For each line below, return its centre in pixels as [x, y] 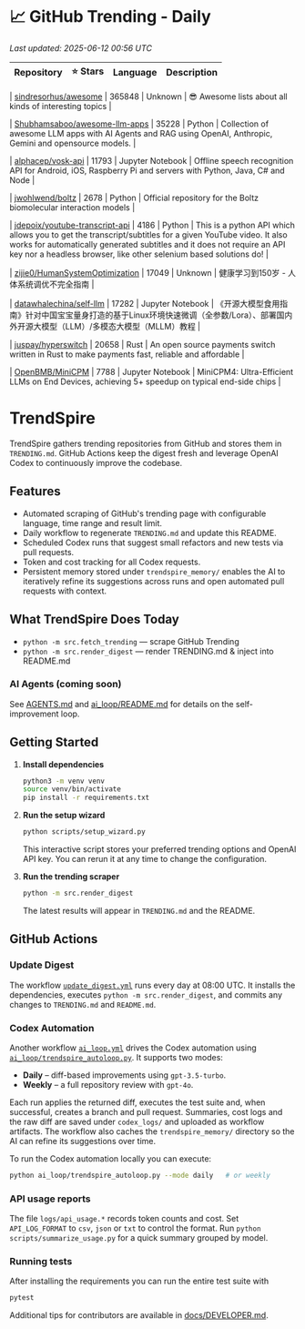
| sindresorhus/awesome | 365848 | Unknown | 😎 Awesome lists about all [149, 96]
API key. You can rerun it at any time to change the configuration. [144, 859]
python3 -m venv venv [64, 781]
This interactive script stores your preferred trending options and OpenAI [159, 849]
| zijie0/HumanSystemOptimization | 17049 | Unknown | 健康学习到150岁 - [148, 272]
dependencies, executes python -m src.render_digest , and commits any [146, 994]
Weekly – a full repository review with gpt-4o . [108, 1084]
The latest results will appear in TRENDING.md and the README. [139, 910]
